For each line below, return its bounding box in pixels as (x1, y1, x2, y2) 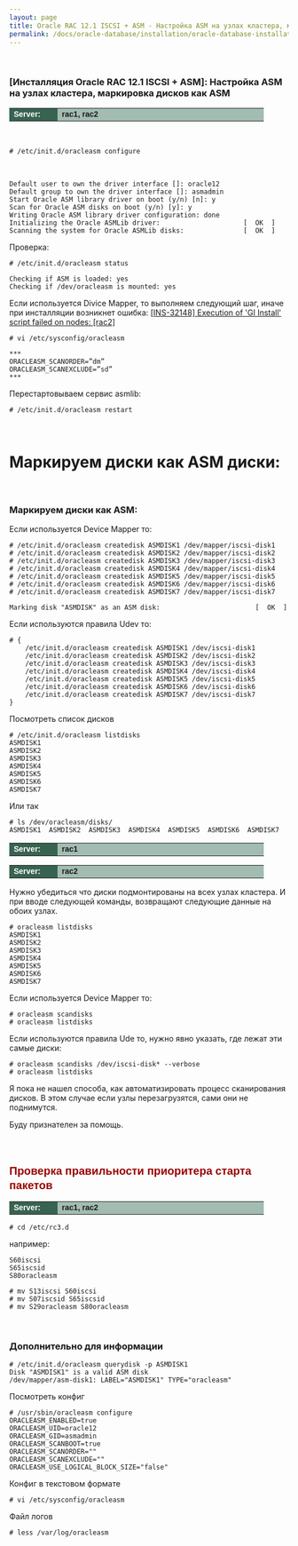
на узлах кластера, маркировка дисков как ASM (9, 87, 231, 99)
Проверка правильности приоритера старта (9, 1164, 252, 1177)
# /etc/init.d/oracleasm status (9, 258, 129, 267)
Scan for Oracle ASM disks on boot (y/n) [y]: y (9, 202, 192, 211)
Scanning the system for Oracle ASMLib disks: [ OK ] (9, 226, 276, 235)
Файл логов (9, 1511, 53, 1522)
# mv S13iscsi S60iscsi (9, 1287, 98, 1296)
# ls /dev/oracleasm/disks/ (9, 818, 114, 827)
